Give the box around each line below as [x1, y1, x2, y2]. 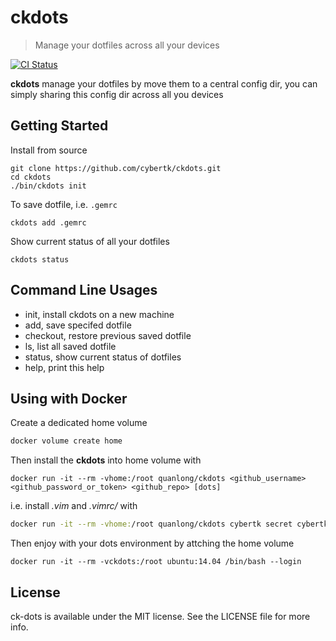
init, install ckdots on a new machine [24, 308, 175, 320]
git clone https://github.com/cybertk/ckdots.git [10, 163, 222, 173]
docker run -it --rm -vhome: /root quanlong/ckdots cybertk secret [10, 519, 293, 530]
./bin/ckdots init [10, 181, 87, 191]
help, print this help [24, 361, 105, 373]
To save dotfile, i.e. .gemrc [10, 198, 118, 210]
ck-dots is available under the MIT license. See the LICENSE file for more [10, 610, 311, 622]
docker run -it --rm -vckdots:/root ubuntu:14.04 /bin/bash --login [10, 557, 302, 567]
